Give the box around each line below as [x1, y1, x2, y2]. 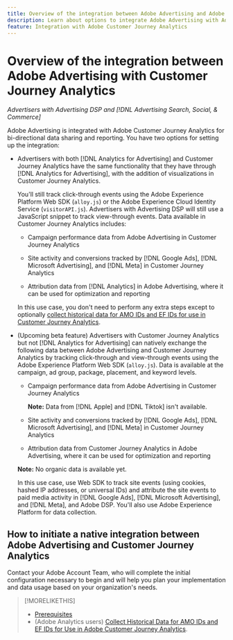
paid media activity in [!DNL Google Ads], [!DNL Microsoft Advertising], [17, 493, 221, 502]
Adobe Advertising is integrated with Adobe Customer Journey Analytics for [7, 126, 225, 135]
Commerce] [7, 113, 42, 122]
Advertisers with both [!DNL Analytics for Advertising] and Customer [17, 154, 214, 163]
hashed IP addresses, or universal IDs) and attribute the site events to [17, 486, 216, 494]
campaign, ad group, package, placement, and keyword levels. [17, 368, 197, 377]
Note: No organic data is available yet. [17, 465, 127, 473]
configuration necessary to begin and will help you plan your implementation [7, 576, 226, 584]
